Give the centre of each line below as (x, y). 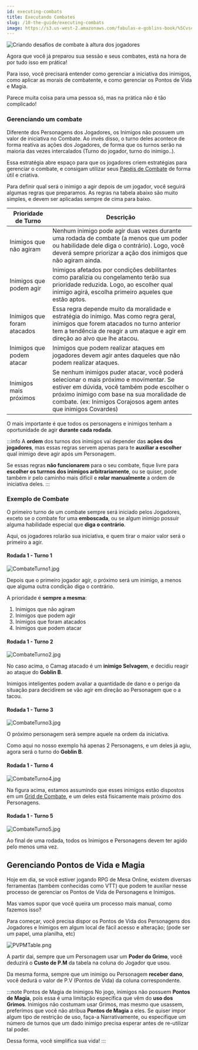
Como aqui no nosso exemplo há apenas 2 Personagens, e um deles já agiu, (99, 745)
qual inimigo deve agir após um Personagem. (61, 454)
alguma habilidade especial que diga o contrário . (66, 524)
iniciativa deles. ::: (28, 484)
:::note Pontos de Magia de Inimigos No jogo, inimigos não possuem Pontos (98, 992)
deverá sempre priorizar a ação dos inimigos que (120, 253)
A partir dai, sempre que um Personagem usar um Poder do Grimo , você (95, 956)
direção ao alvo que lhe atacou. (96, 338)
